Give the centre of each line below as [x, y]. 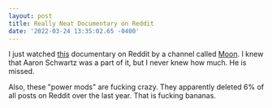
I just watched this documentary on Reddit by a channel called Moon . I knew [136, 54]
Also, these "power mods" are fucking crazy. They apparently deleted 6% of [136, 87]
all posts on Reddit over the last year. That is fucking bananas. [112, 96]
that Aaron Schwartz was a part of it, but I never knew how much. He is [127, 63]
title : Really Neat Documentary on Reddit [81, 24]
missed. [22, 71]
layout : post [30, 16]
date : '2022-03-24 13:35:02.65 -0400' [74, 31]
